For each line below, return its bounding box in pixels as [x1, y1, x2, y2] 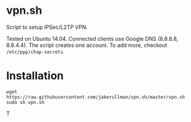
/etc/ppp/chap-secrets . [6, 47, 65, 55]
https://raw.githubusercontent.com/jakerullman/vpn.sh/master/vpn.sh [6, 94, 186, 100]
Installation [6, 69, 64, 83]
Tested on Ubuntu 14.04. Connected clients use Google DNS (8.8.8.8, [6, 35, 178, 42]
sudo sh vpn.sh [6, 99, 45, 105]
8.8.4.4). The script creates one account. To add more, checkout [6, 41, 167, 49]
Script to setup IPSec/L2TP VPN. [6, 23, 88, 31]
